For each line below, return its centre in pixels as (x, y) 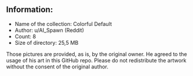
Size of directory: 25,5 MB (46, 42)
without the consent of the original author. (57, 67)
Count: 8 (25, 36)
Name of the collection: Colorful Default (63, 24)
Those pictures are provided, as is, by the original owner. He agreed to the (97, 54)
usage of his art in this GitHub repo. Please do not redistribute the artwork (96, 60)
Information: (30, 10)
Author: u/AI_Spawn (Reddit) (49, 30)
